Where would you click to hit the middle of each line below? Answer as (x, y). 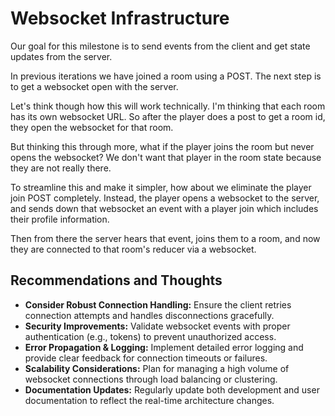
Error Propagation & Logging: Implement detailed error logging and (164, 347)
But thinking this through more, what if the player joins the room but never (162, 146)
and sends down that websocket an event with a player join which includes (164, 208)
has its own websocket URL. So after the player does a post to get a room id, (168, 116)
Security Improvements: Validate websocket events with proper (157, 326)
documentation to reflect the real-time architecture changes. (149, 400)
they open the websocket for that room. (92, 127)
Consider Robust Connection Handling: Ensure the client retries (158, 304)
